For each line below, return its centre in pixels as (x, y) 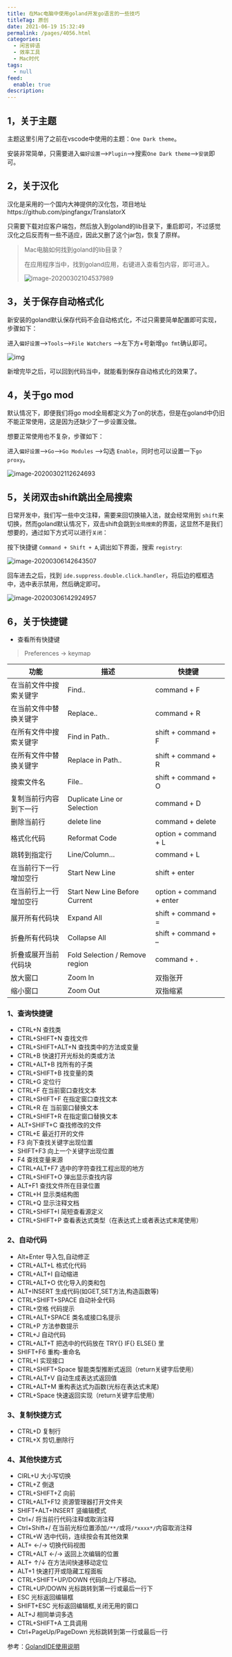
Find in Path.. (89, 737)
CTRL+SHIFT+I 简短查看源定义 (60, 1212)
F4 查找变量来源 (40, 1160)
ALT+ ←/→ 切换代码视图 (51, 1545)
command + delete (185, 822)
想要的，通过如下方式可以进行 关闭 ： (58, 533)
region (78, 964)
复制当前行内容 (35, 799)
